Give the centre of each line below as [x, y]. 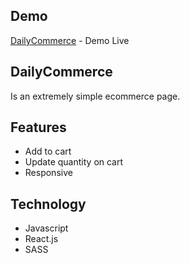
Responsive [48, 173]
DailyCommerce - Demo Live [70, 40]
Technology [48, 204]
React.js [41, 239]
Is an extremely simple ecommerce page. [95, 96]
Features [38, 127]
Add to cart [48, 151]
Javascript [46, 228]
